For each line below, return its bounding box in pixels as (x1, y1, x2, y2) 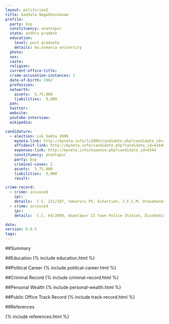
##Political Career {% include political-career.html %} (5, 265, 117, 271)
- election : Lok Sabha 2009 (10, 134, 69, 139)
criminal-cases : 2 (14, 162, 53, 167)
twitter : (10, 106, 28, 111)
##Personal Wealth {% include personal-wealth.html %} (5, 284, 122, 290)
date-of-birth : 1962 (10, 78, 53, 83)
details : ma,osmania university (14, 45, 82, 50)
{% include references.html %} (5, 313, 69, 319)
